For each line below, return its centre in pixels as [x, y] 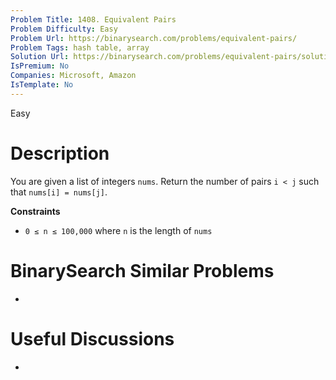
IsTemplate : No [42, 85]
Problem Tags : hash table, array [80, 47]
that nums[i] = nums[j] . [59, 192]
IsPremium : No [40, 66]
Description [60, 153]
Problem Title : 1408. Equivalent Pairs [93, 19]
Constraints [35, 211]
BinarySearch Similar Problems [142, 270]
